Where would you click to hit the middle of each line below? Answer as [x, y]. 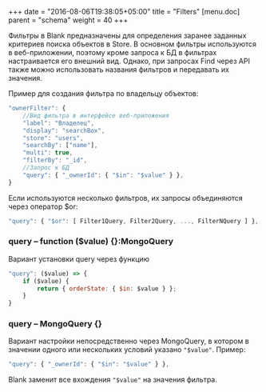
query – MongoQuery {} [55, 324]
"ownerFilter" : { [37, 108]
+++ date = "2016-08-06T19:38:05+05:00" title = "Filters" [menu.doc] [124, 12]
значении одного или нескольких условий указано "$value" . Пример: [127, 350]
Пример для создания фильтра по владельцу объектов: [103, 94]
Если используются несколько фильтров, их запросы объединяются [126, 198]
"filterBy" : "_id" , [55, 160]
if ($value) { [46, 281]
